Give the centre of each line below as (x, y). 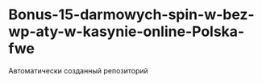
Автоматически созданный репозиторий (79, 70)
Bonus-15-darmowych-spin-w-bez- (132, 15)
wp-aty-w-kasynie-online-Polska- (127, 32)
